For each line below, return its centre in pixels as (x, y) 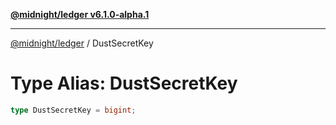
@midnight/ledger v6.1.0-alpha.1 (80, 14)
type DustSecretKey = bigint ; (73, 110)
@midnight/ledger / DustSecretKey (82, 43)
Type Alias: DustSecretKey (124, 83)
